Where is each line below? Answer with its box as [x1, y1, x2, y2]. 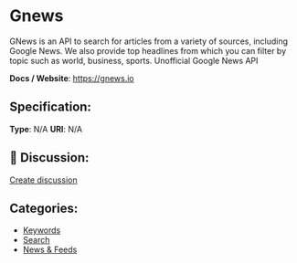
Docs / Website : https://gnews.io [9, 72, 134, 83]
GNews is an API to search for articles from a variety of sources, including [9, 36, 289, 47]
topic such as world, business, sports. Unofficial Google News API [9, 55, 259, 66]
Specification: [9, 100, 91, 115]
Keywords [22, 225, 61, 236]
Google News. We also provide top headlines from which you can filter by [9, 45, 287, 56]
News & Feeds [22, 244, 78, 256]
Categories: [9, 200, 79, 216]
